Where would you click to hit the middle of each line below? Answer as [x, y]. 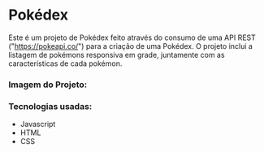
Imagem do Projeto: [48, 85]
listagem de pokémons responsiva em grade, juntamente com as [117, 55]
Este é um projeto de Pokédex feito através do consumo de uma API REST [132, 37]
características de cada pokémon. [65, 63]
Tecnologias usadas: [50, 106]
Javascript [38, 125]
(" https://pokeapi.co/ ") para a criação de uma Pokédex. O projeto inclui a [131, 46]
